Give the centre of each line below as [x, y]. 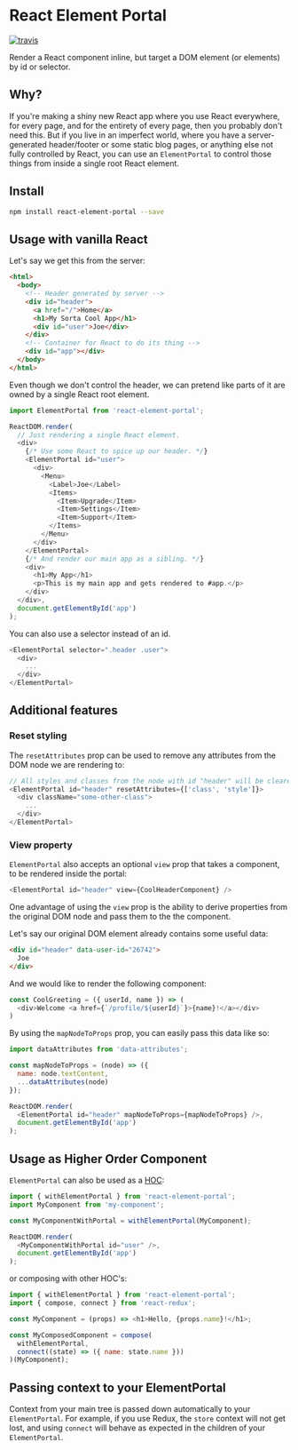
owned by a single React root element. [79, 394]
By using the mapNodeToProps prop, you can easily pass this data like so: [139, 1033]
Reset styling [38, 736]
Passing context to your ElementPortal [118, 1387]
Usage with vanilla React [78, 239]
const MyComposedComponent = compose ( [81, 1335]
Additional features [63, 710]
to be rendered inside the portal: [68, 874]
